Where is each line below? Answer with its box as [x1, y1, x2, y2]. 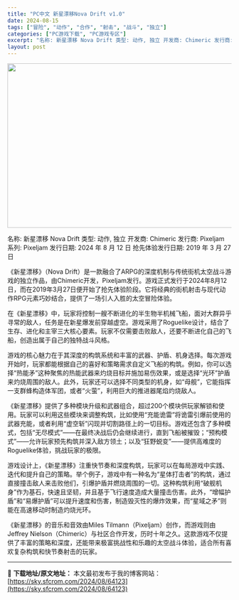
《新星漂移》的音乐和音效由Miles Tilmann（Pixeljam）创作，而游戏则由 [7, 520, 216, 529]
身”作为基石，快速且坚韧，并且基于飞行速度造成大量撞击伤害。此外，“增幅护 [7, 488, 231, 496]
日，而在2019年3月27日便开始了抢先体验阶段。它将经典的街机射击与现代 [7, 285, 220, 294]
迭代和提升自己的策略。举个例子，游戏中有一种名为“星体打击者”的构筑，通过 [7, 470, 231, 478]
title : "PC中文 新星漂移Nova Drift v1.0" [7, 10, 126, 18]
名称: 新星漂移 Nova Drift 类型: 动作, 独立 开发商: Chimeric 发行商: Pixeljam [7, 235, 225, 242]
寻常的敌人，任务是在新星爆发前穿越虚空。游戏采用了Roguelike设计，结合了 [7, 318, 230, 326]
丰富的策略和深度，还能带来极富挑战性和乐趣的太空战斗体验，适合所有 [19, 538, 225, 547]
